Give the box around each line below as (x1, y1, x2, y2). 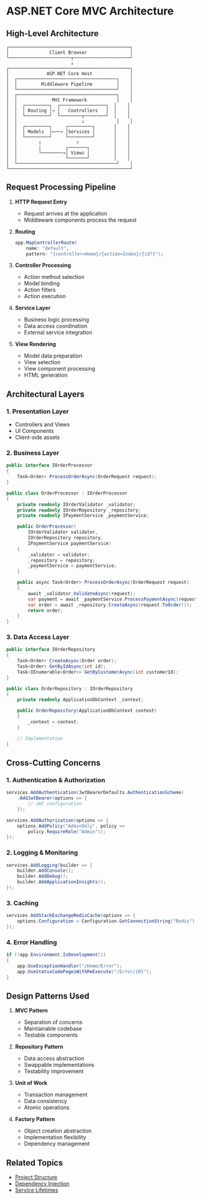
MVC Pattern (14, 1007, 48, 1014)
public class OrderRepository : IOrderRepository (6, 685, 133, 692)
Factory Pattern (14, 1116, 55, 1123)
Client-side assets (14, 433, 60, 441)
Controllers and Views (14, 421, 70, 428)
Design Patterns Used (6, 991, 90, 1001)
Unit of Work (14, 1079, 47, 1087)
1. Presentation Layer (6, 407, 69, 415)
